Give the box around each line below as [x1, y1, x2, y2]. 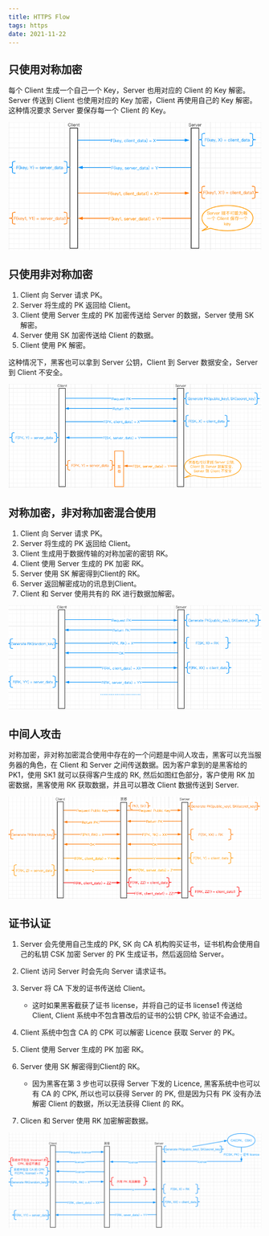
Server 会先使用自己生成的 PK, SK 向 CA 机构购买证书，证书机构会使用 [19, 940, 254, 949]
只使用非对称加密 [8, 267, 93, 281]
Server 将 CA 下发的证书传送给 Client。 [19, 984, 150, 993]
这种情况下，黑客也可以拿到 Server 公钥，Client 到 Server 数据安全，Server [8, 357, 259, 367]
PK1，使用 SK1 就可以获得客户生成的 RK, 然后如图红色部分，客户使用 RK [8, 770, 247, 780]
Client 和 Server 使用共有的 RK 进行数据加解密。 [19, 589, 179, 598]
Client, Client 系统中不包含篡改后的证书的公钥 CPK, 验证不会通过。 [31, 1010, 252, 1020]
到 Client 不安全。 [8, 368, 67, 377]
